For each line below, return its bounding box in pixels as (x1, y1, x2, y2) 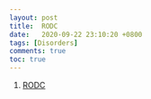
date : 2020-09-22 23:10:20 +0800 (9, 30, 143, 39)
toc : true (9, 55, 47, 64)
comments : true (9, 47, 67, 56)
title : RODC (9, 22, 58, 31)
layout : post (9, 13, 58, 22)
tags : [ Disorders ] (9, 38, 78, 48)
